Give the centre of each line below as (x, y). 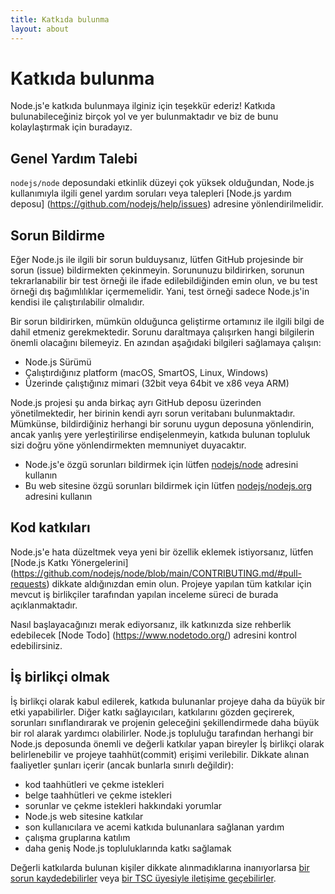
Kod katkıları (50, 527)
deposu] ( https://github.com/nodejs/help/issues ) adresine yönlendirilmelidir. (167, 204)
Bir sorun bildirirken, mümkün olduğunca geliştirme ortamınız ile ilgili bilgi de (167, 322)
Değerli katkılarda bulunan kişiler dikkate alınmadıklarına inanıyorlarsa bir (160, 867)
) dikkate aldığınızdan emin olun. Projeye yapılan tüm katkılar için (179, 583)
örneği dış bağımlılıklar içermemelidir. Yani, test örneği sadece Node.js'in (160, 292)
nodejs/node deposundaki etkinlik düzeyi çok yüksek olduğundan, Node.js (162, 183)
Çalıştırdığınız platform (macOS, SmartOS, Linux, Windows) (146, 373)
